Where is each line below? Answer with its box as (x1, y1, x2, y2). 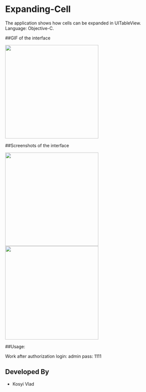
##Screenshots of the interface (5, 142, 70, 148)
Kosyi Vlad (12, 381, 35, 387)
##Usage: (5, 343, 26, 350)
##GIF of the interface (5, 35, 51, 41)
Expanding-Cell (5, 3, 71, 15)
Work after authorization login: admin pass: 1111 (5, 353, 102, 359)
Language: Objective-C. (5, 25, 54, 31)
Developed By (5, 368, 50, 376)
